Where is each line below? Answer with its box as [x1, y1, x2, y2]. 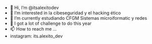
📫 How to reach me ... [10, 26, 57, 32]
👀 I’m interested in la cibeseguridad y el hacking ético [10, 10, 121, 16]
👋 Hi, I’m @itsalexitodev [10, 5, 59, 10]
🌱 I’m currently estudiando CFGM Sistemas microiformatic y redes [10, 15, 147, 21]
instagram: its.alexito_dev [10, 33, 63, 39]
